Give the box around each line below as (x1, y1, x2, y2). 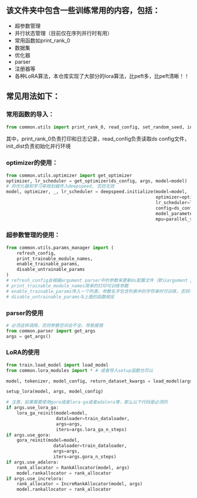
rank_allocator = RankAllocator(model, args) (16, 465, 130, 470)
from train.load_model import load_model (6, 362, 109, 368)
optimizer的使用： (6, 159, 59, 167)
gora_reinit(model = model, (16, 438, 80, 443)
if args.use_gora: (6, 432, 51, 438)
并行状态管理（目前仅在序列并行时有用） (14, 29, 113, 36)
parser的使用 (6, 309, 44, 317)
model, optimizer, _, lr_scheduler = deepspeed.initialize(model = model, (6, 189, 188, 195)
